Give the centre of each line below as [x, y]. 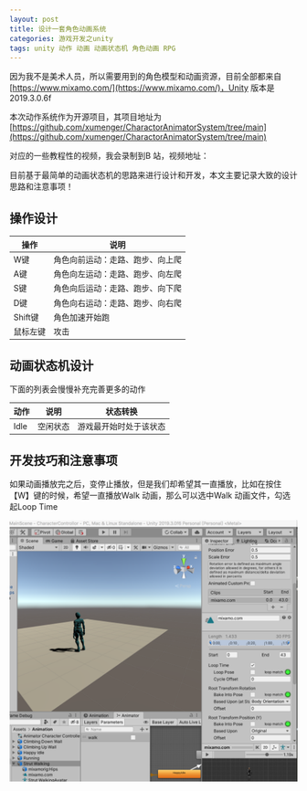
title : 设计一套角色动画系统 [58, 29]
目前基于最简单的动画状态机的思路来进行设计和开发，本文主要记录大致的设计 [153, 175]
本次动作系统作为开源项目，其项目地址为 [85, 117]
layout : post [34, 19]
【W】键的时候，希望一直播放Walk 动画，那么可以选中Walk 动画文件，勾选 [150, 496]
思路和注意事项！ [42, 186]
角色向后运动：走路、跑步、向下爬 [117, 289]
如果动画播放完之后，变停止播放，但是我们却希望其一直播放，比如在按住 [145, 484]
